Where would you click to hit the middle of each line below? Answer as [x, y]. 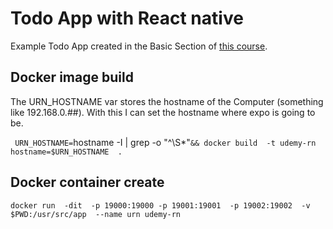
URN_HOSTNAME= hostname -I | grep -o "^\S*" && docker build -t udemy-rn [165, 142]
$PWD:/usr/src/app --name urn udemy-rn [96, 214]
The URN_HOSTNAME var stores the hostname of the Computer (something [167, 101]
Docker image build [72, 77]
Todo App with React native [127, 18]
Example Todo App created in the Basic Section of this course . [139, 46]
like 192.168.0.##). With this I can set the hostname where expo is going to [163, 112]
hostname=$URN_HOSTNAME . [66, 152]
